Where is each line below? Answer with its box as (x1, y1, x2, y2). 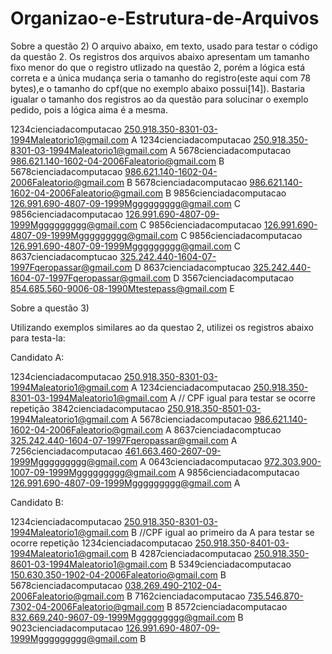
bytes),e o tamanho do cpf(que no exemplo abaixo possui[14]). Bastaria (10, 82, 306, 94)
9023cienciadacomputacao (10, 622, 124, 634)
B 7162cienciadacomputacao (126, 590, 246, 602)
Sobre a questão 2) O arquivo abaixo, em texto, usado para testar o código (10, 40, 318, 52)
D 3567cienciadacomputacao (173, 272, 295, 284)
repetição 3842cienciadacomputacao (10, 402, 166, 414)
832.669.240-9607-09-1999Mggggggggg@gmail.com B (10, 611, 244, 623)
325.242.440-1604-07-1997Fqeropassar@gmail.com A (10, 434, 238, 446)
